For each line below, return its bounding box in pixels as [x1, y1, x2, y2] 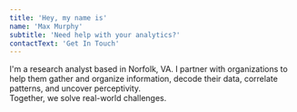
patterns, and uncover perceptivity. [9, 83, 142, 94]
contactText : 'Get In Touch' [9, 38, 120, 48]
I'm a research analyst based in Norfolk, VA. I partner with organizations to [9, 64, 288, 75]
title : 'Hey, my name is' [9, 13, 107, 23]
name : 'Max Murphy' [9, 22, 84, 31]
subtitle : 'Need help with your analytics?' [9, 30, 181, 39]
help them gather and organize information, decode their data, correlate [9, 74, 279, 85]
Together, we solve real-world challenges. [9, 93, 167, 104]
